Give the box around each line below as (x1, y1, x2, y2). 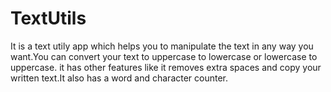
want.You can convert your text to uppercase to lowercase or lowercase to (10, 50, 318, 62)
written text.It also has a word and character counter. (10, 72, 229, 84)
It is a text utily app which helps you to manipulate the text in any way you (10, 40, 314, 52)
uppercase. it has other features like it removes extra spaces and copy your (10, 61, 322, 73)
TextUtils (10, 7, 87, 30)
